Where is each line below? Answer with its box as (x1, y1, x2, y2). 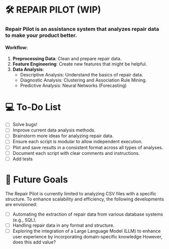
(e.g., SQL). (12, 217, 37, 223)
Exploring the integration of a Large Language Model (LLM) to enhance (12, 228, 161, 234)
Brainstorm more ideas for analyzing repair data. (12, 133, 114, 139)
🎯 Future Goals (5, 174, 68, 185)
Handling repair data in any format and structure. (12, 222, 115, 228)
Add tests (12, 155, 33, 162)
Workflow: (5, 44, 28, 51)
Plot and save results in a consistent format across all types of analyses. (12, 144, 163, 150)
